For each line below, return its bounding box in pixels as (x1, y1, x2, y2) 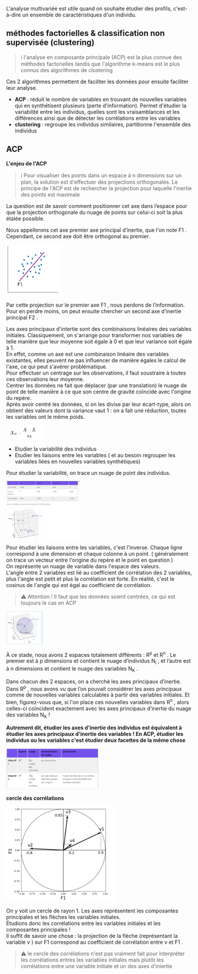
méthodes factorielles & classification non (6, 28, 165, 38)
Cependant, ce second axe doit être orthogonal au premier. (6, 233, 151, 240)
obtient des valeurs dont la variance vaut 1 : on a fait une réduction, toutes (6, 407, 187, 414)
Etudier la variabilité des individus (14, 445, 97, 452)
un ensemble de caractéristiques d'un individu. (22, 11, 137, 18)
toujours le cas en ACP (20, 599, 77, 606)
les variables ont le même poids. (6, 413, 85, 420)
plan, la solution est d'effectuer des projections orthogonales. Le (20, 178, 178, 185)
